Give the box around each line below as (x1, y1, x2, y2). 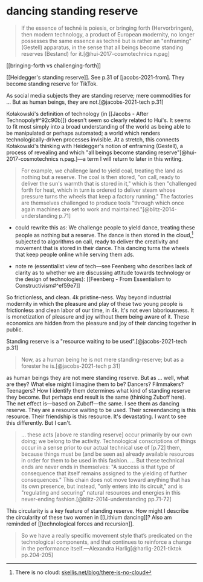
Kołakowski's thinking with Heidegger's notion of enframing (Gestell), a (6, 142, 183, 149)
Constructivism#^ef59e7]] (14, 282, 80, 289)
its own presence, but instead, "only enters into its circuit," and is (21, 482, 183, 490)
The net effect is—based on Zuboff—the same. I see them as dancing (6, 399, 179, 407)
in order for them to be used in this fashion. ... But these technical (21, 456, 184, 464)
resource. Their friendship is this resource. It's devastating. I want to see (6, 413, 187, 420)
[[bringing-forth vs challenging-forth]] (6, 62, 101, 69)
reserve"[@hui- (158, 149, 197, 156)
